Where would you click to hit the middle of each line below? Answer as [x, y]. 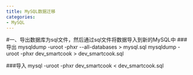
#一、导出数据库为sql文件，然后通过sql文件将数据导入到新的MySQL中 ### [97, 40]
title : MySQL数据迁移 [31, 11]
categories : [21, 17]
